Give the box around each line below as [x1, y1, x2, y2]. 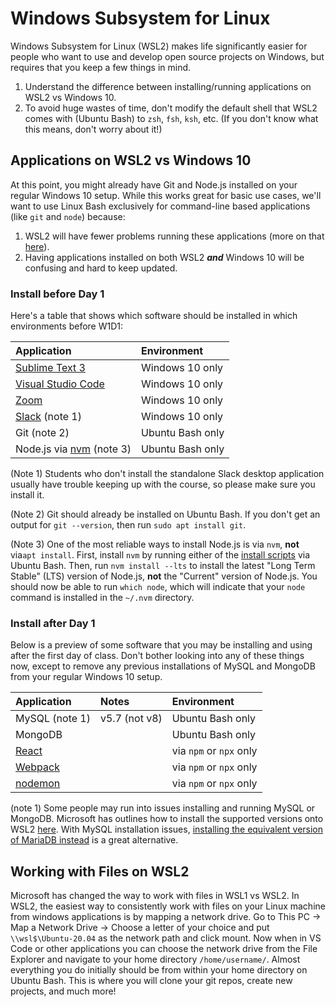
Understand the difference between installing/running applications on [24, 80, 312, 92]
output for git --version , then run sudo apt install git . [10, 519, 247, 531]
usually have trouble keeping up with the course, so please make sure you [10, 478, 316, 491]
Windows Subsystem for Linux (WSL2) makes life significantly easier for [10, 40, 308, 52]
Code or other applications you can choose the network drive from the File [10, 943, 318, 955]
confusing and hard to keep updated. [24, 262, 178, 274]
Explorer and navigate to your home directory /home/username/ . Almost [10, 953, 301, 966]
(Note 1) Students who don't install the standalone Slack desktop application [10, 468, 325, 480]
